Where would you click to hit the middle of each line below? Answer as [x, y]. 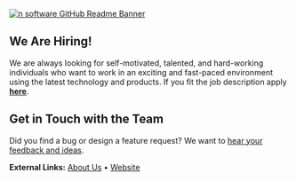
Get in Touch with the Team [87, 119]
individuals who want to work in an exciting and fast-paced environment [141, 72]
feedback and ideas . [47, 150]
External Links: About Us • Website [75, 167]
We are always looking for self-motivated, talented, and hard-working [136, 63]
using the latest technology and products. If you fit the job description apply [148, 82]
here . [19, 91]
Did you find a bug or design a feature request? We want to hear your [136, 140]
